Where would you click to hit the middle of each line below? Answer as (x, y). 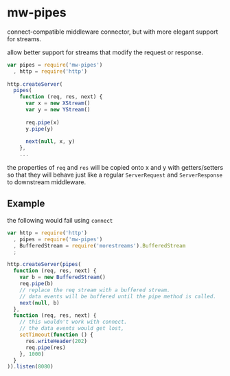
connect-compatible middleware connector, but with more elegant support (113, 32)
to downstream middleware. (47, 182)
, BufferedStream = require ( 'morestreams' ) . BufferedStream (100, 245)
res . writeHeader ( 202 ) (56, 341)
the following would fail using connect (60, 220)
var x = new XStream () (58, 103)
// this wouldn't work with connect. (73, 322)
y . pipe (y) (39, 129)
